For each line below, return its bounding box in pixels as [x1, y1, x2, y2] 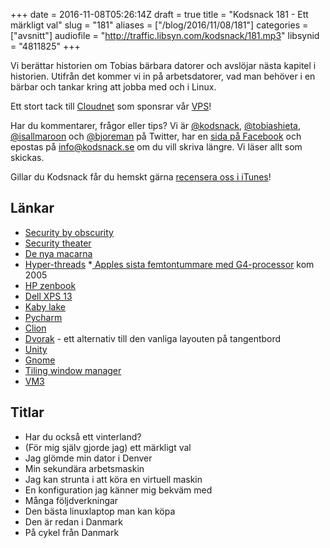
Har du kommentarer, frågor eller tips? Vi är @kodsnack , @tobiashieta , [10, 120, 301, 131]
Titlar [10, 404, 45, 421]
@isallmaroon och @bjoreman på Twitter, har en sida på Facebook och [10, 130, 302, 142]
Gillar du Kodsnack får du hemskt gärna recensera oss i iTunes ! [10, 171, 272, 183]
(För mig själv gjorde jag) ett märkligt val [24, 441, 192, 453]
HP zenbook [24, 279, 77, 291]
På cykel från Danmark [24, 526, 120, 538]
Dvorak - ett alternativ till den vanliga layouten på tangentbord [24, 332, 282, 344]
